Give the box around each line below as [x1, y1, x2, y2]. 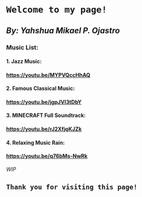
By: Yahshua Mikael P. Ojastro [6, 25, 120, 35]
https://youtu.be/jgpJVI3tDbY [6, 98, 82, 105]
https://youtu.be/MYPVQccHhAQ [6, 71, 91, 78]
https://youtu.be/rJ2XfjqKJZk [6, 125, 82, 133]
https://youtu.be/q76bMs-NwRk [6, 153, 88, 160]
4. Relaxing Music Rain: [6, 139, 65, 146]
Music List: [6, 43, 38, 51]
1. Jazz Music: [6, 58, 42, 65]
